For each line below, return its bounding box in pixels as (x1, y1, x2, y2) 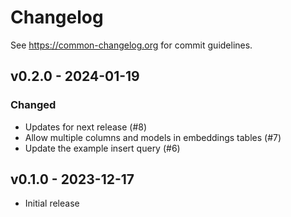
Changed (10, 98, 57, 112)
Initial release (24, 197, 80, 210)
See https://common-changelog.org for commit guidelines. (10, 39, 253, 51)
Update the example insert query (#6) (24, 142, 181, 154)
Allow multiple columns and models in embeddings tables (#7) (24, 131, 282, 143)
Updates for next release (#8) (24, 121, 148, 133)
